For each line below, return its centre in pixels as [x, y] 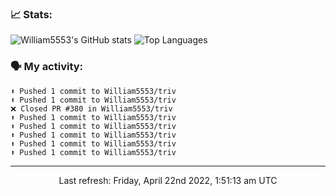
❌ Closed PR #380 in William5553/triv [91, 108]
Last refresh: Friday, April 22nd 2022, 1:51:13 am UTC [168, 180]
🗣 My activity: [47, 67]
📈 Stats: [31, 14]
